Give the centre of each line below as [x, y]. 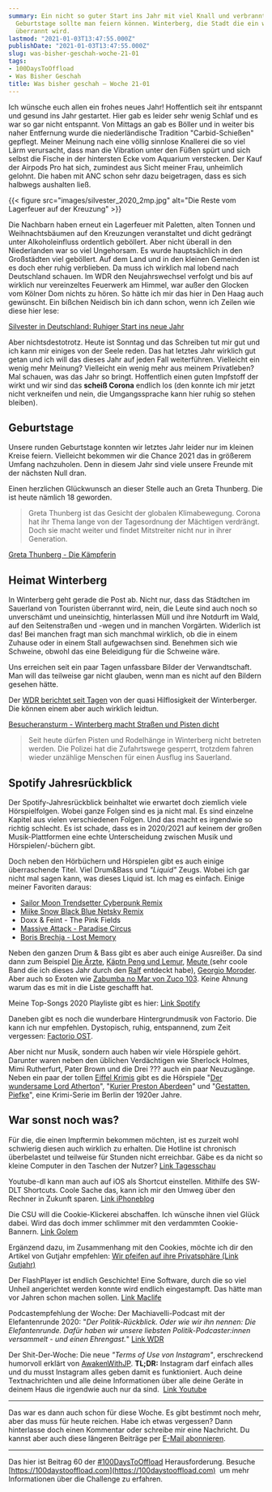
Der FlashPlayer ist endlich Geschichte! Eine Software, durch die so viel [127, 1280]
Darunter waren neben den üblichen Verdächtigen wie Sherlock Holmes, [129, 1060]
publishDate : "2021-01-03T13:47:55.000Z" [79, 46]
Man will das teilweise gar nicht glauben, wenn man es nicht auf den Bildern [135, 676]
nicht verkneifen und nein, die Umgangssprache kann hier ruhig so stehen [132, 393]
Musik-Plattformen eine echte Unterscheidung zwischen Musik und [121, 837]
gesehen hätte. [34, 684]
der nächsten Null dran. [48, 473]
